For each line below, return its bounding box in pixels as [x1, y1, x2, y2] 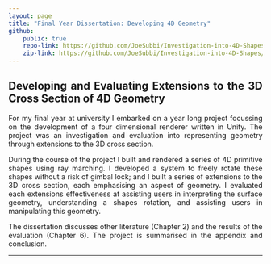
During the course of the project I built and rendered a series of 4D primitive [8, 154, 263, 164]
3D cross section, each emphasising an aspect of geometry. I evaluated [8, 180, 263, 190]
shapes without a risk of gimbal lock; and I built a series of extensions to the [8, 171, 263, 182]
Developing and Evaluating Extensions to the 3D [8, 79, 263, 93]
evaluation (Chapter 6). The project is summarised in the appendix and [8, 230, 263, 240]
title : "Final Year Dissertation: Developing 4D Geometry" [8, 19, 211, 27]
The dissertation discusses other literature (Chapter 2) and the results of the [8, 221, 263, 231]
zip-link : [23, 49, 56, 57]
